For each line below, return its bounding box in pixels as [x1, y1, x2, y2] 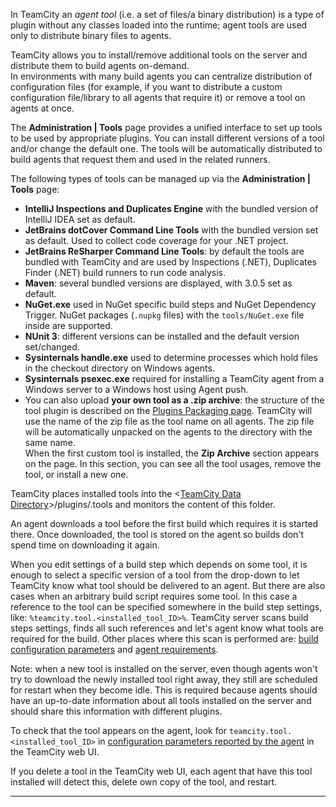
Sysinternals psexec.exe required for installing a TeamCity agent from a [24, 373, 325, 384]
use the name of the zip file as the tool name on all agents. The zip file [24, 415, 315, 427]
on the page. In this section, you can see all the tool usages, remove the [24, 458, 322, 469]
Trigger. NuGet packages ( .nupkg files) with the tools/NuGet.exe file [24, 309, 305, 321]
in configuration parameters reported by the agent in [97, 735, 315, 747]
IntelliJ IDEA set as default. [24, 214, 136, 225]
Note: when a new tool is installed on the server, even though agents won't [10, 663, 318, 674]
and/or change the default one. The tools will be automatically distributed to [10, 143, 323, 154]
